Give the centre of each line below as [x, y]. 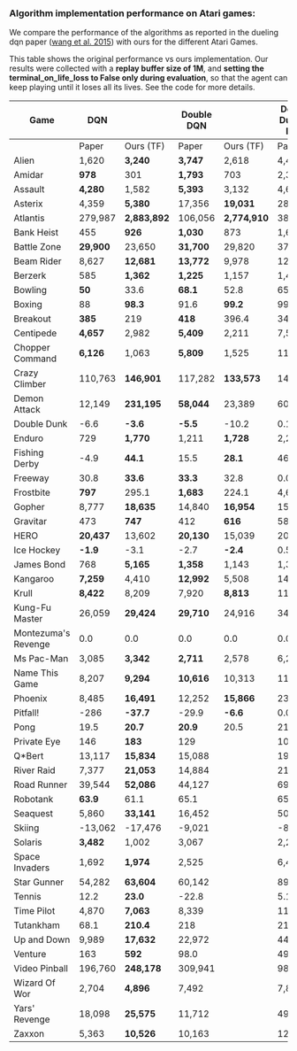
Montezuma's [42, 633]
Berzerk [30, 275]
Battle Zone [38, 247]
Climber [30, 384]
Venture [30, 954]
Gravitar [30, 522]
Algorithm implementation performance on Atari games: [133, 13]
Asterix [28, 204]
